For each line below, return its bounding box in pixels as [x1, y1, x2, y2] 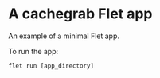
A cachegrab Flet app [8, 5, 153, 23]
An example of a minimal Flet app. [8, 31, 120, 41]
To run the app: [8, 46, 59, 56]
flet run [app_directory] [8, 61, 94, 70]
